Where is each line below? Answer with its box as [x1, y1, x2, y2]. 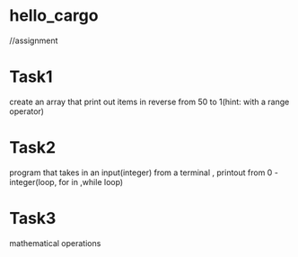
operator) [9, 105, 45, 117]
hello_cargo [9, 5, 99, 26]
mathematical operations [9, 237, 101, 248]
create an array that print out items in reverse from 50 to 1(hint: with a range [9, 96, 290, 107]
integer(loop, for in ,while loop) [9, 176, 124, 187]
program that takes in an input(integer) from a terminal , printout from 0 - [9, 167, 278, 178]
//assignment [9, 35, 58, 46]
